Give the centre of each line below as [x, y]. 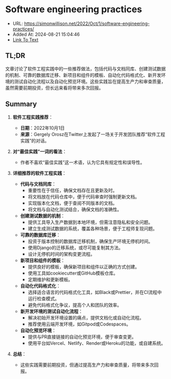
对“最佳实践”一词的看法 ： [40, 151]
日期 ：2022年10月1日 [42, 128]
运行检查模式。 [44, 299]
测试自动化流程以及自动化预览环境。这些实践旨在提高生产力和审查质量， [90, 81]
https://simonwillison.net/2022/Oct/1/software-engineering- [87, 23]
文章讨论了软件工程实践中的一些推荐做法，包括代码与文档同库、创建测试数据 [85, 69]
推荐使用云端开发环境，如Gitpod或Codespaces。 [79, 324]
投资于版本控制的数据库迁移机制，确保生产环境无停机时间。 [90, 241]
